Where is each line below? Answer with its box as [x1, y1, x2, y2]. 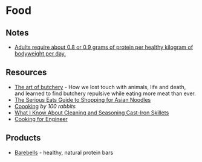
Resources [5, 67, 47, 78]
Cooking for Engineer [14, 115, 68, 122]
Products [5, 133, 41, 143]
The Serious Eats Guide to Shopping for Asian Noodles [14, 96, 151, 103]
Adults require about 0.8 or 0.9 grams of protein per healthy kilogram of [14, 43, 194, 51]
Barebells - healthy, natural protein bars [14, 149, 114, 156]
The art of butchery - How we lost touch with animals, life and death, [14, 83, 186, 90]
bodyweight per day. [14, 50, 66, 57]
